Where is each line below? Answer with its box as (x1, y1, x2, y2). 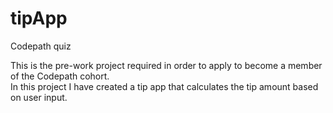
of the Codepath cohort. (10, 70, 110, 82)
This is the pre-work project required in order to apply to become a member (10, 59, 323, 71)
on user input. (10, 91, 68, 103)
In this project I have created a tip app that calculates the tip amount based (10, 80, 319, 92)
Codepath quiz (10, 40, 72, 52)
